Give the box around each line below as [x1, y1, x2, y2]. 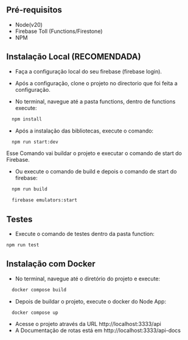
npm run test [6, 241, 40, 248]
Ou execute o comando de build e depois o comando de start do [15, 168, 177, 175]
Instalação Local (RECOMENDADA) [6, 52, 141, 62]
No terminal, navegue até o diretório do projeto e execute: [15, 275, 161, 282]
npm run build [12, 186, 47, 192]
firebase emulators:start [12, 197, 78, 203]
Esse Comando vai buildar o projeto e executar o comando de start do [6, 150, 183, 157]
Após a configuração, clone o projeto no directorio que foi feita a [15, 79, 178, 87]
